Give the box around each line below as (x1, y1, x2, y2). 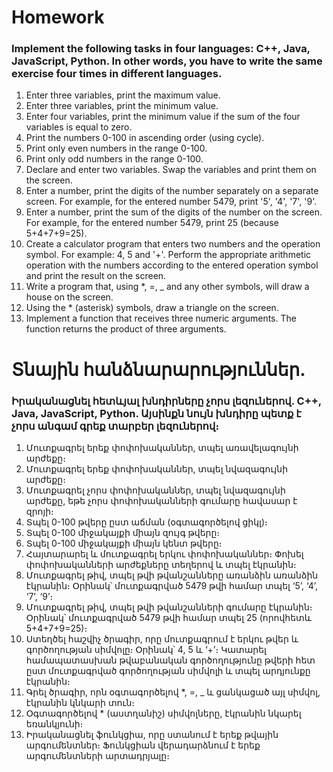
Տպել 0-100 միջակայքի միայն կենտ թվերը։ (25, 537, 223, 549)
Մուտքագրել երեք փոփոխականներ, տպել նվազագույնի (25, 462, 289, 475)
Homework (11, 6, 105, 29)
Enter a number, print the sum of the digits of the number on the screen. (25, 206, 323, 218)
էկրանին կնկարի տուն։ (25, 696, 136, 708)
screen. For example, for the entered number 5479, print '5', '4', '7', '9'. (25, 196, 318, 208)
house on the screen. (25, 291, 114, 303)
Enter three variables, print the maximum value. (25, 89, 221, 101)
